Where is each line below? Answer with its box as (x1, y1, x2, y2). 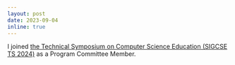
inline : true (7, 23, 46, 30)
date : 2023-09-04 (7, 17, 59, 24)
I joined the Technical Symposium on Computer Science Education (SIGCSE (7, 43, 228, 51)
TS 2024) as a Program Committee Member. (7, 50, 136, 58)
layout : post (7, 10, 46, 17)
